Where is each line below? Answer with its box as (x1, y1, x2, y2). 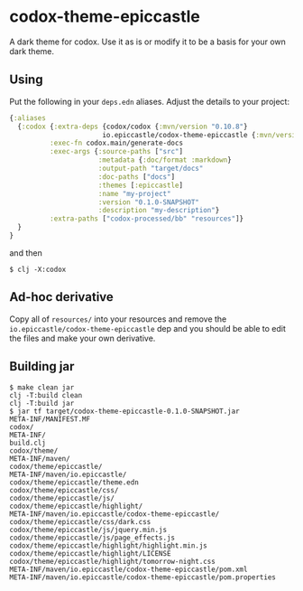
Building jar (9, 359, 75, 374)
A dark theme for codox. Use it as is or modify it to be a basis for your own (9, 36, 287, 47)
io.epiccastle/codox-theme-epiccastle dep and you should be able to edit (9, 323, 287, 333)
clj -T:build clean (9, 390, 83, 399)
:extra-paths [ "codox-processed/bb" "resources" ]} (49, 214, 244, 223)
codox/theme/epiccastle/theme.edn (9, 477, 140, 487)
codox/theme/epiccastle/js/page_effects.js (9, 533, 176, 542)
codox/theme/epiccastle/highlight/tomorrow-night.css (9, 557, 216, 566)
